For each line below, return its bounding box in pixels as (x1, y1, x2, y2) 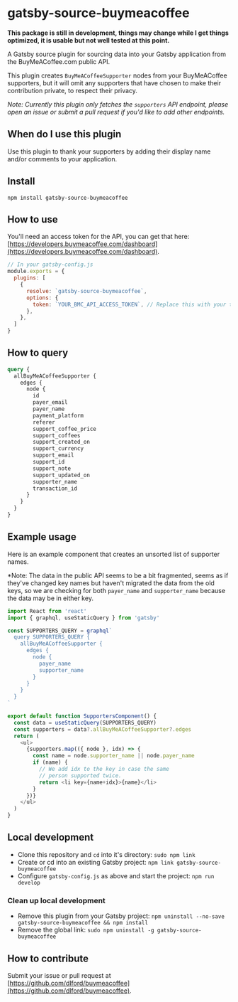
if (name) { (33, 759, 69, 766)
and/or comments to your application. (7, 154, 118, 163)
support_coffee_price (33, 425, 97, 432)
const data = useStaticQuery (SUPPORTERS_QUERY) (13, 719, 157, 726)
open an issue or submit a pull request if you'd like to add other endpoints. (7, 107, 225, 116)
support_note (33, 464, 72, 472)
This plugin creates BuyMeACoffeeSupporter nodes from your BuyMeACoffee (7, 71, 228, 80)
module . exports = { (7, 268, 65, 275)
